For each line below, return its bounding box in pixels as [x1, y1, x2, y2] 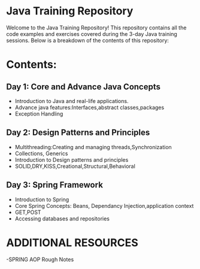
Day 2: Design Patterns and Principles [6, 128, 150, 138]
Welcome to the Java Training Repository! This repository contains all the [6, 24, 187, 31]
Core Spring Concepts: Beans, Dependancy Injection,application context [14, 202, 194, 209]
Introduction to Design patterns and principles [14, 156, 129, 163]
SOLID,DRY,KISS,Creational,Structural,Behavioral [14, 162, 136, 170]
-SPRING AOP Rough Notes [6, 256, 74, 263]
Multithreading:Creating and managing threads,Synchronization [14, 143, 172, 150]
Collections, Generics [14, 150, 68, 157]
